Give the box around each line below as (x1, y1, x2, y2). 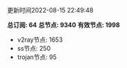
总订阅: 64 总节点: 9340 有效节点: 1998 (7, 21, 120, 29)
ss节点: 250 (17, 44, 51, 52)
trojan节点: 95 (17, 53, 57, 61)
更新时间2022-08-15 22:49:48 (7, 6, 94, 14)
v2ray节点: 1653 (17, 35, 63, 44)
